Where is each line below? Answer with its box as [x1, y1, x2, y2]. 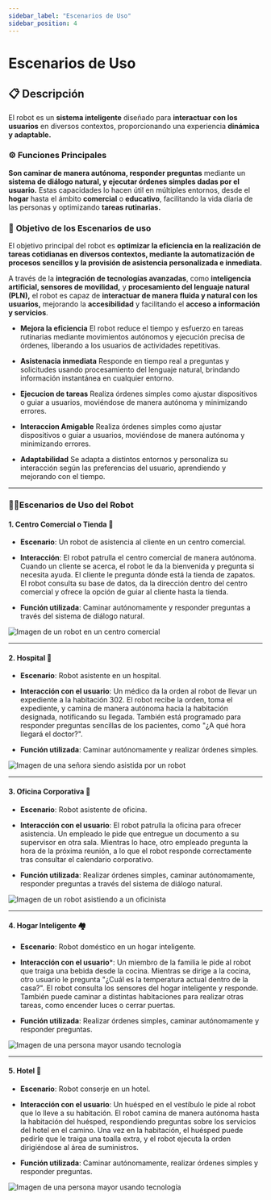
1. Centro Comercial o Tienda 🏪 [8, 519, 114, 529]
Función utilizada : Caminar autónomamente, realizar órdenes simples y [19, 1158, 259, 1168]
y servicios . [8, 308, 48, 318]
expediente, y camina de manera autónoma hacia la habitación [19, 703, 228, 714]
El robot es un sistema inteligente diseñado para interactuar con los [8, 112, 238, 122]
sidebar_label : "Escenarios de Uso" [8, 11, 131, 20]
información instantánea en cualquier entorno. [19, 373, 174, 383]
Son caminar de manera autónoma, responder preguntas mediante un [8, 168, 246, 177]
